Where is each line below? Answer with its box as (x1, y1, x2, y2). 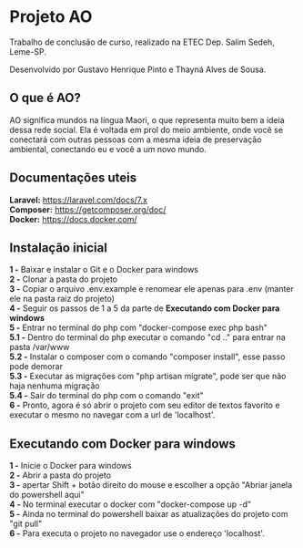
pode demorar (9, 361, 64, 372)
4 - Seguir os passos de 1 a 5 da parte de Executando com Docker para (9, 303, 280, 314)
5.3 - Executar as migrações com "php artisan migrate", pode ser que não (9, 371, 287, 382)
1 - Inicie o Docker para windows (9, 460, 132, 471)
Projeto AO (9, 6, 93, 27)
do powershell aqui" (9, 490, 85, 501)
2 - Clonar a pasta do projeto (9, 274, 118, 284)
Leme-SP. (9, 46, 47, 57)
